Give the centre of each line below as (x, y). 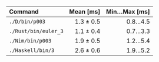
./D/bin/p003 (27, 22)
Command (24, 12)
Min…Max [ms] (128, 12)
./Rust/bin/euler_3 (36, 31)
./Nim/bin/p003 (30, 41)
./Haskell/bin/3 (32, 50)
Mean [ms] (85, 12)
